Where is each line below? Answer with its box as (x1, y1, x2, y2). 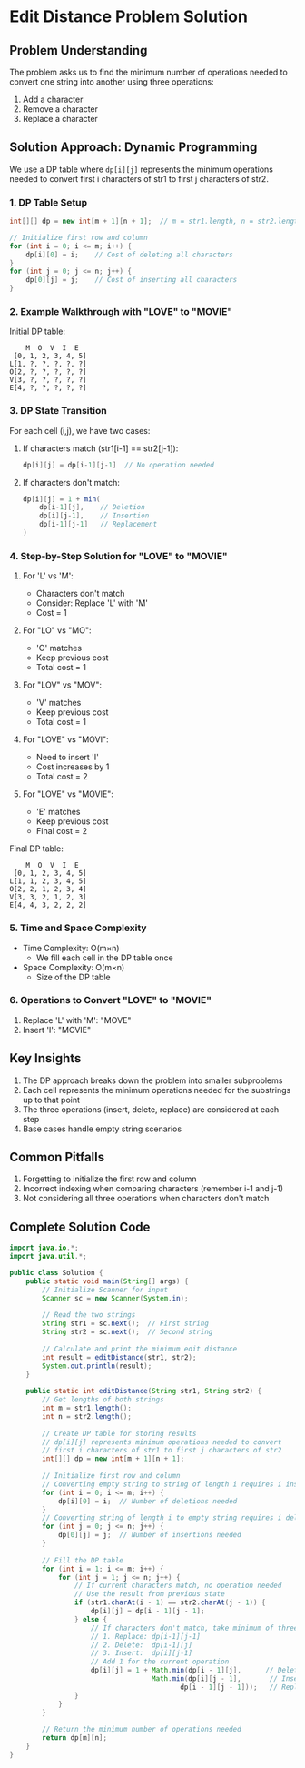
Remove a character (22, 104, 98, 115)
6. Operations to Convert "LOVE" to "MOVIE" (9, 994, 212, 1007)
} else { (74, 1614, 107, 1624)
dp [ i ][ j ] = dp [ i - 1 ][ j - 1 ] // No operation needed (22, 460, 215, 469)
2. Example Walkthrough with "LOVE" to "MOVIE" (9, 306, 233, 318)
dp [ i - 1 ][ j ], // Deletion (39, 503, 145, 512)
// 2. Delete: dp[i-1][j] (90, 1640, 193, 1650)
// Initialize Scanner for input (42, 1285, 169, 1294)
